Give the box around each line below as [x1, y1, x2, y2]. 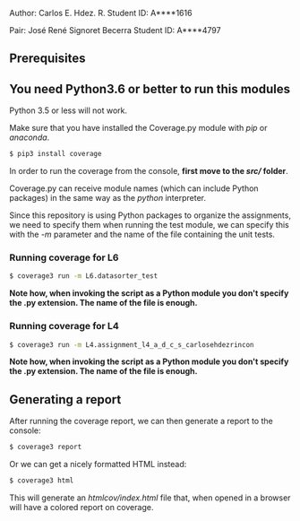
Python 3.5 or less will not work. [9, 105, 128, 116]
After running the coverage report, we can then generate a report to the [9, 416, 273, 427]
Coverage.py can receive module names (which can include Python [9, 183, 259, 194]
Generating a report [9, 392, 122, 407]
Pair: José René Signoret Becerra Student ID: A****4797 [9, 25, 221, 35]
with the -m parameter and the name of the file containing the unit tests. [9, 229, 276, 240]
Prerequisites [9, 51, 86, 66]
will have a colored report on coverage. [9, 501, 154, 512]
